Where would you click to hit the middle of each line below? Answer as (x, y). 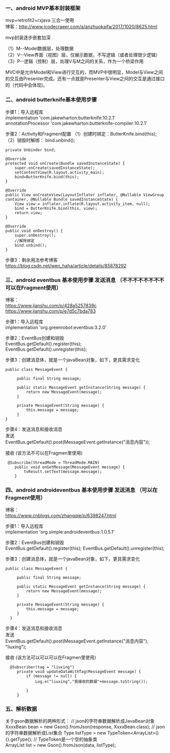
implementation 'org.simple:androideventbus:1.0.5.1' (60, 532)
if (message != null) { (51, 676)
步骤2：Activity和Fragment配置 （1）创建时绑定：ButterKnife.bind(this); (81, 134)
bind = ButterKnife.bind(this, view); (56, 208)
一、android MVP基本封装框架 (43, 8)
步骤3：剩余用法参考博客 (32, 260)
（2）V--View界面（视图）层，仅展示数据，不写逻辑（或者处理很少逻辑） (83, 55)
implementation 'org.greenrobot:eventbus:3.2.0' (56, 327)
